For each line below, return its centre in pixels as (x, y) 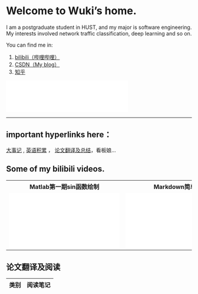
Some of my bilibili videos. (55, 169)
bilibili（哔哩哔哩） (37, 57)
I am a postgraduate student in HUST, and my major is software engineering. (99, 27)
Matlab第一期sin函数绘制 (64, 187)
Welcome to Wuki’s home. (71, 11)
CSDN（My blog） (37, 64)
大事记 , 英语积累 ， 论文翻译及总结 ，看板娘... (61, 150)
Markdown (169, 187)
